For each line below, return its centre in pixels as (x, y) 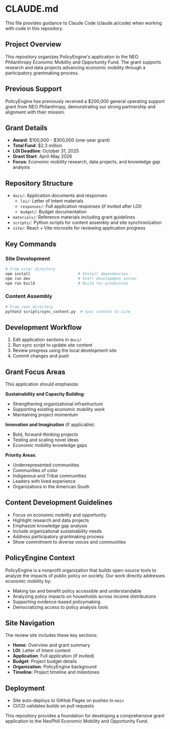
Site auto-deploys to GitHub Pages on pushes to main (68, 700)
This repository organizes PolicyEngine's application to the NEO (72, 57)
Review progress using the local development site (64, 351)
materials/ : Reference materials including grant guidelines (74, 217)
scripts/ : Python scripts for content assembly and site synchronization (87, 222)
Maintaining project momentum (45, 415)
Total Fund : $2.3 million (37, 146)
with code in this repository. (34, 28)
